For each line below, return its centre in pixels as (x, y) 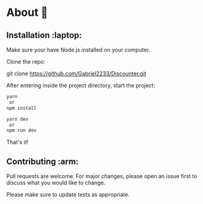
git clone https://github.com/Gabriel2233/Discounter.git (76, 74)
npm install (21, 108)
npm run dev (21, 130)
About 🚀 (27, 13)
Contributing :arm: (42, 161)
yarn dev (17, 119)
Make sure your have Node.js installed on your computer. (78, 50)
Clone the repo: (26, 62)
